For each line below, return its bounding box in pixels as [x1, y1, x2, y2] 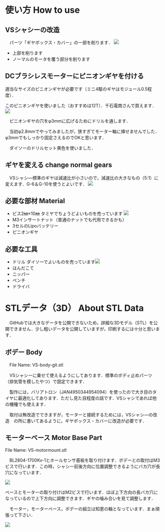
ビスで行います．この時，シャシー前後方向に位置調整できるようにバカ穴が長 [5, 463, 161, 469]
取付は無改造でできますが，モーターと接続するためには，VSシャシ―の [9, 412, 153, 417]
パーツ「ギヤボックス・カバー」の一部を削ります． [9, 40, 113, 45]
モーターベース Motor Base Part [5, 434, 102, 442]
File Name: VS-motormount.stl [5, 447, 67, 453]
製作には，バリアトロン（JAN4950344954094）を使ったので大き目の [9, 389, 153, 395]
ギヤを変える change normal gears [5, 161, 112, 169]
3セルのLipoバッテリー [12, 223, 59, 229]
